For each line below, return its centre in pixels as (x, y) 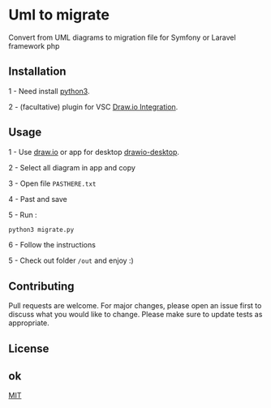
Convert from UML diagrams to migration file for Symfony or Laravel (123, 37)
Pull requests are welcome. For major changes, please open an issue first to (135, 306)
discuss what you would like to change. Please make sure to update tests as (135, 315)
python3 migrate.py (41, 230)
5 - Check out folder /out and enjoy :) (71, 260)
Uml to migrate (59, 15)
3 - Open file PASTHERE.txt (52, 183)
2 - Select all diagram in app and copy (72, 167)
